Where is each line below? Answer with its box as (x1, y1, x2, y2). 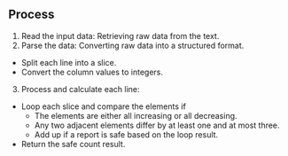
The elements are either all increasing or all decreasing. (34, 110, 237, 121)
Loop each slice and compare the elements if (20, 101, 187, 112)
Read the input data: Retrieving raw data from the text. (20, 30, 220, 41)
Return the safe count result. (20, 138, 126, 149)
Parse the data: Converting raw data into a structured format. (20, 40, 245, 51)
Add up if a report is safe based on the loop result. (34, 129, 219, 140)
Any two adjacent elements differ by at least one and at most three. (34, 120, 280, 130)
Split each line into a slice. (20, 57, 117, 67)
